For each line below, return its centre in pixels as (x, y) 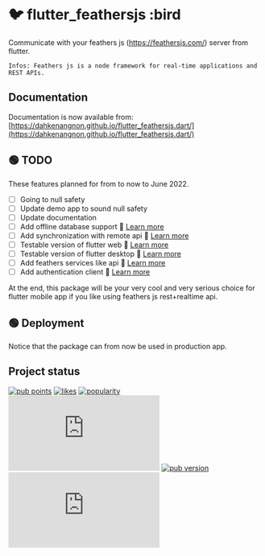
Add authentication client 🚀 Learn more (85, 272)
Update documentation (58, 217)
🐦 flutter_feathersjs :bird (95, 15)
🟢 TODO (30, 161)
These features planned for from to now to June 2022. (99, 183)
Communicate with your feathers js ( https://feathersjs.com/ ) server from (128, 42)
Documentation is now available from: (71, 117)
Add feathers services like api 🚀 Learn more (93, 263)
